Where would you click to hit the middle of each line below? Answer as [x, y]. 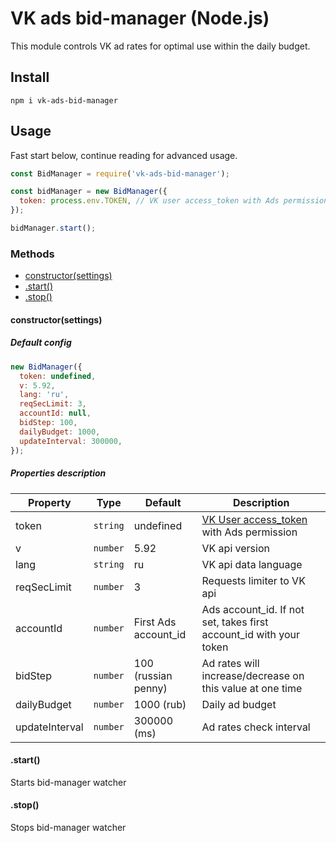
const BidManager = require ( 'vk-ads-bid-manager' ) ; [120, 173]
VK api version [235, 548]
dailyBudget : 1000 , [60, 432]
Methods [32, 254]
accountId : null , [55, 413]
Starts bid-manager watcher [68, 782]
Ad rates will [230, 663]
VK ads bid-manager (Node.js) [140, 18]
